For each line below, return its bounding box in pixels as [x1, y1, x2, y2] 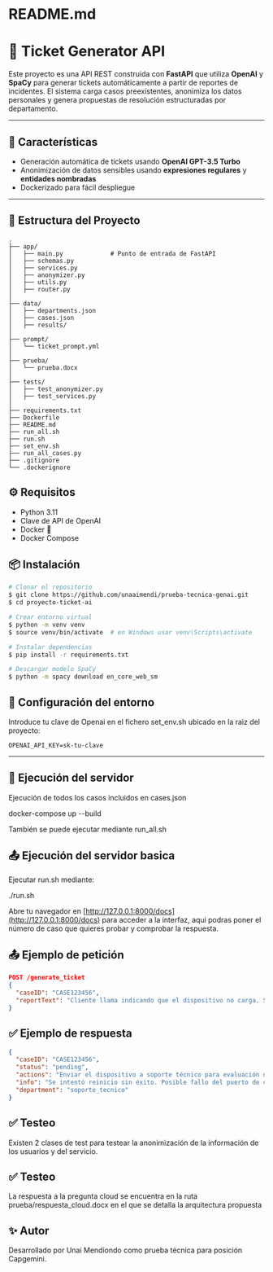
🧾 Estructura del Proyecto [8, 213, 141, 228]
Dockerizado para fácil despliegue [19, 182, 136, 192]
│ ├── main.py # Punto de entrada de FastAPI [8, 249, 217, 257]
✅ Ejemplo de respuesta [8, 1027, 132, 1041]
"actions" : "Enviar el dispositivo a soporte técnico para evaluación [15, 1071, 260, 1079]
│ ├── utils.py [8, 278, 67, 286]
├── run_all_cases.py [8, 449, 82, 457]
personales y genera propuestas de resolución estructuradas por [8, 95, 227, 105]
